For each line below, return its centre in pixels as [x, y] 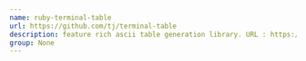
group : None [32, 43]
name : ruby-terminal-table [61, 17]
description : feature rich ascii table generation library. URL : [138, 34]
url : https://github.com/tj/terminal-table [93, 26]
